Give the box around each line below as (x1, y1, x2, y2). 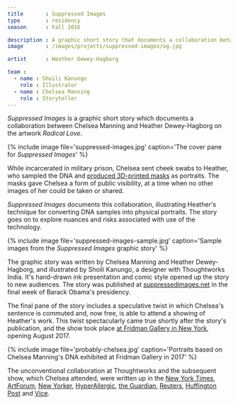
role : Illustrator (20, 81, 78, 88)
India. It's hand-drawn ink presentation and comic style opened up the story (7, 273, 229, 282)
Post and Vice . (7, 389, 50, 398)
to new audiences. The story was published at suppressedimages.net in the (7, 280, 228, 289)
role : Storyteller (20, 95, 78, 102)
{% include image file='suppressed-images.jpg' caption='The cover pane (7, 143, 222, 151)
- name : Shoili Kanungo (13, 75, 87, 82)
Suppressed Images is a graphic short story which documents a (7, 114, 194, 122)
